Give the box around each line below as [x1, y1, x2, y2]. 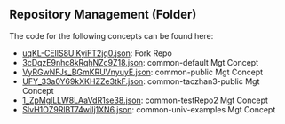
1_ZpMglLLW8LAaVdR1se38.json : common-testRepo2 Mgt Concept [21, 95, 269, 105]
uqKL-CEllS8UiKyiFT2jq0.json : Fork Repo [21, 48, 173, 58]
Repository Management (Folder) [9, 7, 197, 22]
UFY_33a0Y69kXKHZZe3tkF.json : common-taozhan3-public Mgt [21, 75, 260, 87]
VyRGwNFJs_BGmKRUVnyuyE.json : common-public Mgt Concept [21, 66, 264, 77]
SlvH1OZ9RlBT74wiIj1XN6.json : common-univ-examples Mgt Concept [21, 104, 276, 114]
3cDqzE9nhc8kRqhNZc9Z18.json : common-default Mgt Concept [21, 57, 259, 67]
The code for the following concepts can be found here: [9, 30, 214, 41]
